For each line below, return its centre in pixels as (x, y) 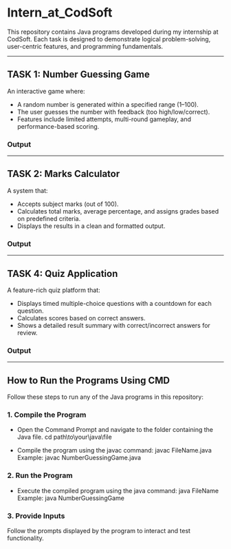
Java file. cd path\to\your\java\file (64, 437)
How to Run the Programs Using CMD (89, 380)
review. (27, 333)
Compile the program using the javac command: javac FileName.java (114, 450)
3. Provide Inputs (36, 516)
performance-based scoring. (58, 126)
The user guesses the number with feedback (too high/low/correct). (113, 112)
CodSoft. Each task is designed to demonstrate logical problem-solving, (109, 39)
